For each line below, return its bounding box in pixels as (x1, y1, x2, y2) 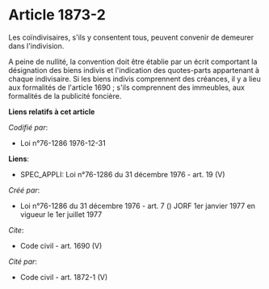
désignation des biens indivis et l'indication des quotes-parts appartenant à (8, 65, 260, 74)
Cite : (8, 225, 24, 235)
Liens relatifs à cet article (8, 107, 95, 117)
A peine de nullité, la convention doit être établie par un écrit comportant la (8, 57, 258, 66)
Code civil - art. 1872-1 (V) (19, 272, 108, 282)
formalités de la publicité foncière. (8, 91, 122, 100)
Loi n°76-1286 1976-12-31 (19, 138, 107, 147)
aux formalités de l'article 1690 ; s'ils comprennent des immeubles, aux (8, 83, 245, 92)
